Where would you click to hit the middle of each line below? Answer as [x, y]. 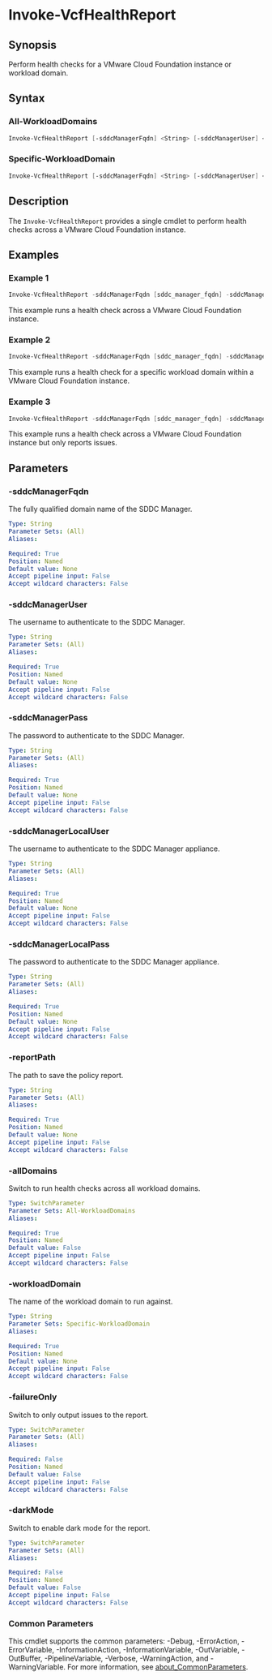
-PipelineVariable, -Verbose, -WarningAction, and [126, 1659]
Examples [34, 254]
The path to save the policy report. [66, 1075]
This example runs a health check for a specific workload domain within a [131, 372]
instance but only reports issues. [63, 443]
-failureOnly [33, 1397]
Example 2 [30, 340]
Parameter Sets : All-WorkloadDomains [72, 1210]
